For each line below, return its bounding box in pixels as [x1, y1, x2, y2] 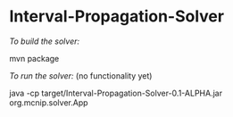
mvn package [9, 53, 60, 63]
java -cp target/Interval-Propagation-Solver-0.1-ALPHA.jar [9, 88, 223, 98]
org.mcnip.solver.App [9, 96, 88, 108]
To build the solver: [9, 36, 80, 46]
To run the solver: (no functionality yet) [9, 70, 153, 81]
